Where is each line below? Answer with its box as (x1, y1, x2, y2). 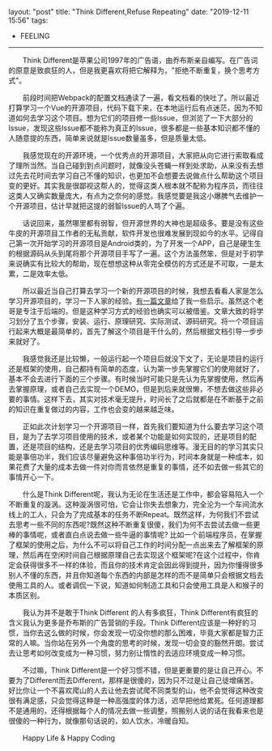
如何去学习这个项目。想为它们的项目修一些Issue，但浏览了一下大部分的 (15, 113, 253, 122)
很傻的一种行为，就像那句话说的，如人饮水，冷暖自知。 (8, 716, 193, 725)
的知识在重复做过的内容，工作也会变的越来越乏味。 (8, 405, 179, 414)
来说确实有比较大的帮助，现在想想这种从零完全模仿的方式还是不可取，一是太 (8, 259, 264, 268)
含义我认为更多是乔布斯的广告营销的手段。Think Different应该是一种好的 (8, 618, 249, 627)
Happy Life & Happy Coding (22, 733, 116, 743)
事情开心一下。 (8, 473, 58, 482)
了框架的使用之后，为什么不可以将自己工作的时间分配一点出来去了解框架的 (8, 540, 257, 549)
